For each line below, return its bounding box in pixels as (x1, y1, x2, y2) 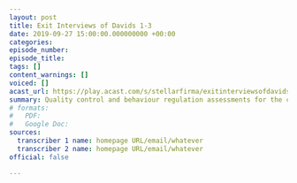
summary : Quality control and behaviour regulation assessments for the (9, 95, 283, 104)
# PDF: (9, 111, 42, 120)
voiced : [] (9, 79, 49, 88)
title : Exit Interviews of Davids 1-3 (9, 21, 152, 30)
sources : (9, 128, 42, 137)
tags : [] (9, 63, 42, 72)
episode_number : (9, 46, 69, 55)
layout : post (9, 12, 57, 22)
